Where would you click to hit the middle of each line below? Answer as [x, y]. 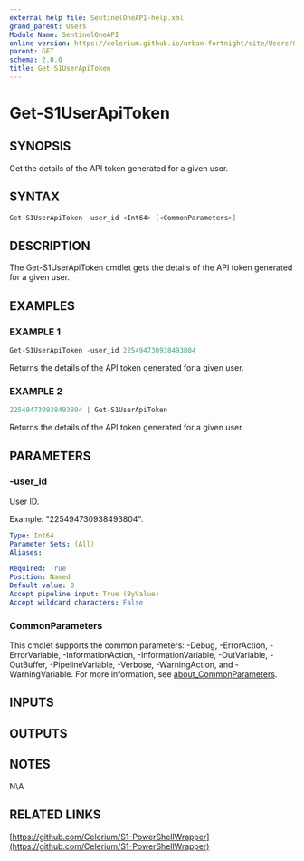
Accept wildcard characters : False [76, 602]
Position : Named [40, 577]
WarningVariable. [42, 674]
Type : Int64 [32, 536]
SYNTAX [35, 197]
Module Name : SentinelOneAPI [64, 34]
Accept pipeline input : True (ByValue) [85, 595]
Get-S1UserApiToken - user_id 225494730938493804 [103, 351]
